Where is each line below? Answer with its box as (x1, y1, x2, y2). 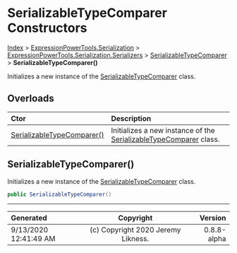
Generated (11, 213, 47, 223)
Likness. (121, 234, 150, 244)
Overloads (7, 93, 54, 105)
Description (111, 113, 152, 123)
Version (199, 213, 226, 223)
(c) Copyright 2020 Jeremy (89, 225, 181, 235)
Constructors (7, 20, 87, 36)
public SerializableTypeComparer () (7, 191, 112, 198)
